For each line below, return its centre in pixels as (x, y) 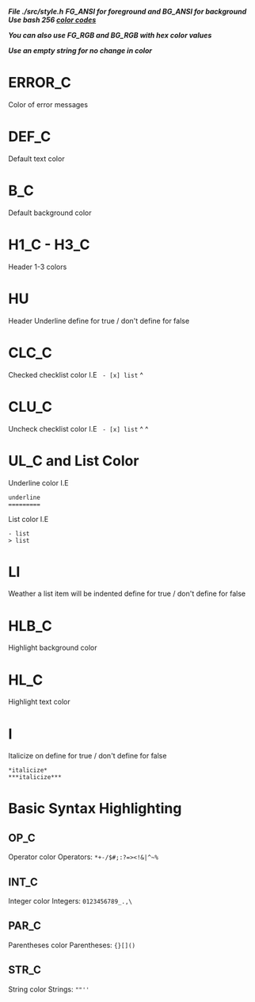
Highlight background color (53, 648)
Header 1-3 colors (38, 267)
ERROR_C (40, 83)
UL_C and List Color (74, 461)
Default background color (50, 213)
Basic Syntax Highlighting (95, 809)
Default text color (36, 159)
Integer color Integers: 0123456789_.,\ (70, 901)
